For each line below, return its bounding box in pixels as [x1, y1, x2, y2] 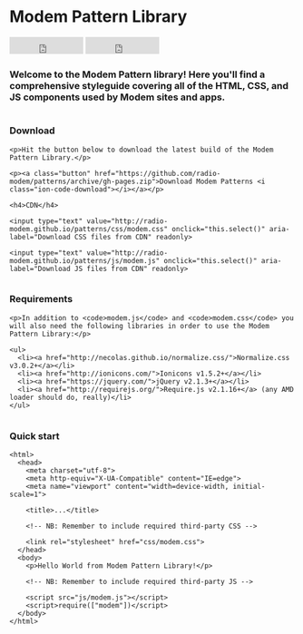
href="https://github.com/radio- [94, 169, 221, 178]
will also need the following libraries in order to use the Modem [9, 321, 270, 330]
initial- [232, 483, 266, 492]
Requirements [9, 293, 73, 306]
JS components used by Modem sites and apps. [9, 91, 226, 103]
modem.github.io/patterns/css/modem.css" [9, 224, 169, 233]
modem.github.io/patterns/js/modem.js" [9, 256, 161, 265]
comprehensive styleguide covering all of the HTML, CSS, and [9, 79, 288, 92]
